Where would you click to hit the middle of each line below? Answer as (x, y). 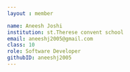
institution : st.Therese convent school (66, 32)
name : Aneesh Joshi (35, 26)
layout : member (30, 13)
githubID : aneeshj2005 (39, 58)
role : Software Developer (44, 51)
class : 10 (21, 45)
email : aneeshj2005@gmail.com (50, 38)
